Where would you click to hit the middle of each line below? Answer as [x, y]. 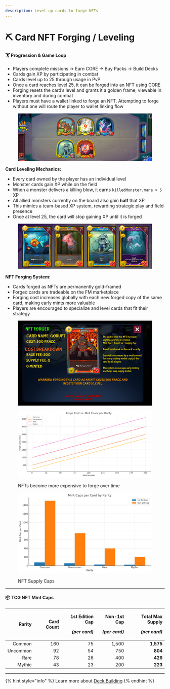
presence [23, 211]
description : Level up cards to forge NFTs [52, 11]
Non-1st [115, 617]
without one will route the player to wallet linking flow [68, 106]
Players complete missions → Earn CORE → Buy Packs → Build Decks [85, 69]
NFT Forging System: [28, 277]
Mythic [25, 665]
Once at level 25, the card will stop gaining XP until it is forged [77, 217]
